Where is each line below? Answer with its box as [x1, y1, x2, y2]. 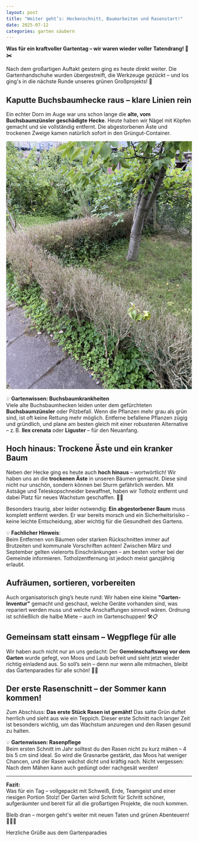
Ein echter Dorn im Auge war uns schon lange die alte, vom [6, 111, 151, 118]
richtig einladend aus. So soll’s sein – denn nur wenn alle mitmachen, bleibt [6, 660, 188, 667]
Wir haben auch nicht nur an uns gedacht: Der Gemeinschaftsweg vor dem [6, 648, 190, 655]
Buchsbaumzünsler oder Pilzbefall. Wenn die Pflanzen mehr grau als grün [6, 408, 187, 415]
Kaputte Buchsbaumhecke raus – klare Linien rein [6, 95, 192, 105]
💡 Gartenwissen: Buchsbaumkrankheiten [6, 395, 110, 402]
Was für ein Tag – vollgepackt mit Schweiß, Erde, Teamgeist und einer [6, 788, 176, 795]
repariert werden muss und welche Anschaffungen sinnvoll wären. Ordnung [6, 606, 190, 613]
